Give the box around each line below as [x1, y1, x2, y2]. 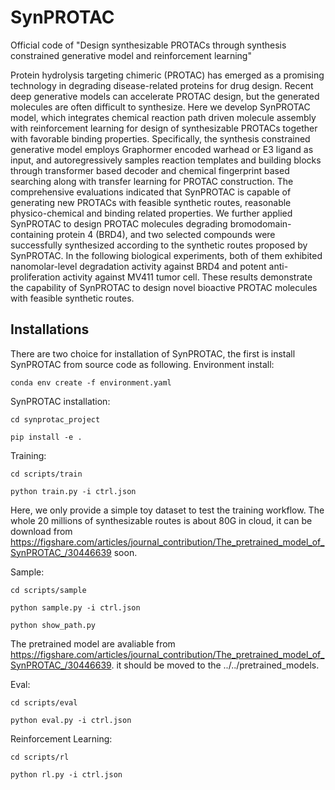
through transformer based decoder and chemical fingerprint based [10, 164, 290, 176]
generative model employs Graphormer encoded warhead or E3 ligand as [10, 143, 314, 155]
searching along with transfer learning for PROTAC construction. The [10, 175, 294, 187]
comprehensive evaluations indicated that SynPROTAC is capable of [10, 186, 292, 198]
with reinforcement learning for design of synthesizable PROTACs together [10, 122, 318, 134]
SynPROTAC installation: [10, 395, 111, 407]
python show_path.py [10, 620, 97, 630]
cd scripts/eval [10, 697, 78, 708]
